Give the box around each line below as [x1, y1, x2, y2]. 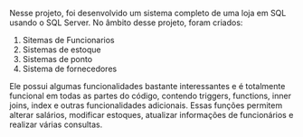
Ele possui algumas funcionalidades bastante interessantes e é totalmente [9, 81, 286, 91]
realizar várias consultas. [9, 119, 103, 130]
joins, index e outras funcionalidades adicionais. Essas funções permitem [9, 100, 283, 111]
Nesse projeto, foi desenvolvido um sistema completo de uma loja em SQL [9, 8, 287, 18]
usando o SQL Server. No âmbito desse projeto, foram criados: [9, 17, 243, 28]
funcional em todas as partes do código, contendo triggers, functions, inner [9, 90, 292, 101]
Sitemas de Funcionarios [22, 35, 115, 45]
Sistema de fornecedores [22, 63, 118, 74]
